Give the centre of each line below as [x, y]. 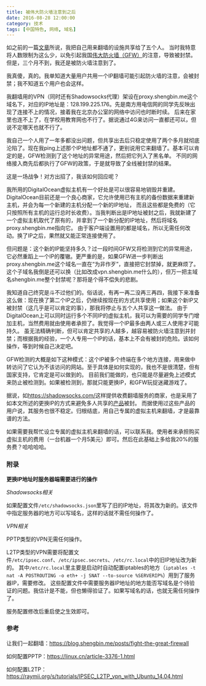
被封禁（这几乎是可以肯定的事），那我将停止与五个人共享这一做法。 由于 [97, 308]
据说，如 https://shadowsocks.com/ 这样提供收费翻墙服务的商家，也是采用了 [102, 396]
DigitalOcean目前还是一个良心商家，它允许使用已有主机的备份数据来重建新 [101, 197]
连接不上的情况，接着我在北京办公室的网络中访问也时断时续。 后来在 [104, 112]
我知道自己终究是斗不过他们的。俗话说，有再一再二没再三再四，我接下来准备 [103, 293]
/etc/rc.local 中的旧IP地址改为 [152, 559]
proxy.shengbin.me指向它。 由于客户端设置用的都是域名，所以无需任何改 [98, 228]
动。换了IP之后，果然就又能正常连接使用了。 [63, 236]
